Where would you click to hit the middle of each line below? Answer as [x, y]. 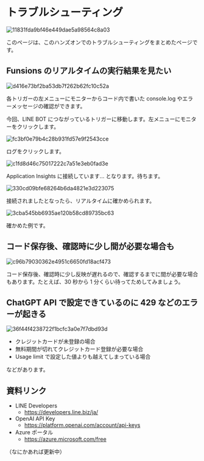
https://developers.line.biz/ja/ [61, 412]
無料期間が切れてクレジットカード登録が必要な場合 [79, 349]
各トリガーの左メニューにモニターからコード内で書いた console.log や [94, 99]
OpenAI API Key [35, 419]
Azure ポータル [34, 432]
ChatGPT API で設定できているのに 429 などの [94, 303]
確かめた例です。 [27, 225]
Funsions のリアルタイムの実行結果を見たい [89, 71]
